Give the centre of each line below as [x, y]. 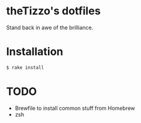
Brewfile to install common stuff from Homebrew [75, 108]
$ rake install [25, 67]
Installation [35, 52]
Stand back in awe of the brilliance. [50, 27]
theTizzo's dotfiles [53, 11]
